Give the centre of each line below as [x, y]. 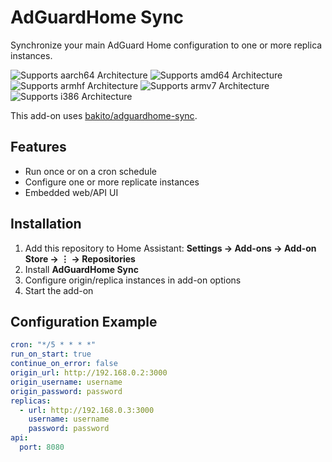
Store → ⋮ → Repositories [80, 258]
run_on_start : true [51, 354]
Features [38, 147]
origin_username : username [66, 382]
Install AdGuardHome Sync [81, 269]
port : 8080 [42, 447]
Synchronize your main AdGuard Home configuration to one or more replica [166, 45]
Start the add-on [59, 290]
